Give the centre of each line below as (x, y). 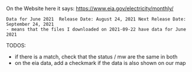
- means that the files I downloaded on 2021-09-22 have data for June (96, 29)
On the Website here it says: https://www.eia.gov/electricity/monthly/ (90, 8)
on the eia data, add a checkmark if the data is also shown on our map (100, 63)
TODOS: (16, 45)
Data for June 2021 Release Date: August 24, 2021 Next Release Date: (96, 19)
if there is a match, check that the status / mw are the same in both (96, 57)
